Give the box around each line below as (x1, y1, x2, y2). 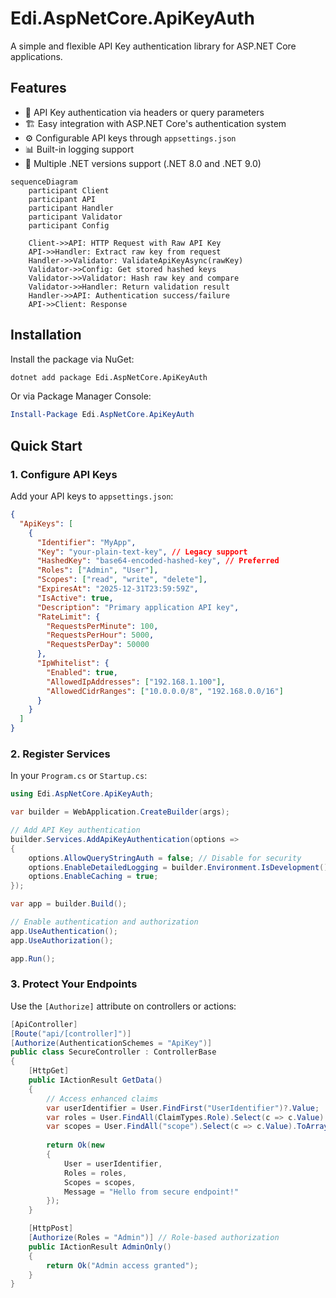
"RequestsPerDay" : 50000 (46, 640, 150, 650)
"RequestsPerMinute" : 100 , (46, 621, 159, 631)
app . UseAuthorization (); (10, 935, 114, 946)
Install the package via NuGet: (10, 353, 135, 365)
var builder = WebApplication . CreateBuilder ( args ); (10, 807, 230, 817)
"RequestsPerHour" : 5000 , (46, 630, 155, 641)
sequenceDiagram (10, 177, 78, 187)
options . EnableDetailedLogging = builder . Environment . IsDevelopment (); (28, 862, 333, 872)
